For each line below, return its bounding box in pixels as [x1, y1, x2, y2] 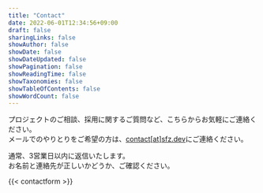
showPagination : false [8, 63, 83, 71]
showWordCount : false [8, 92, 80, 100]
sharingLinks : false [8, 33, 77, 42]
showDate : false [8, 48, 62, 56]
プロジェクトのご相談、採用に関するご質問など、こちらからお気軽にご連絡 [8, 115, 250, 124]
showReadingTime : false [8, 70, 87, 78]
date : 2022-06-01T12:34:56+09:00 [8, 19, 118, 27]
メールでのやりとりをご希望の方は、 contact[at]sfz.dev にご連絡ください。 [8, 135, 248, 144]
